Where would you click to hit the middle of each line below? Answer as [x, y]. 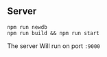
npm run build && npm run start [53, 33]
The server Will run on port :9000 [54, 46]
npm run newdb [27, 27]
